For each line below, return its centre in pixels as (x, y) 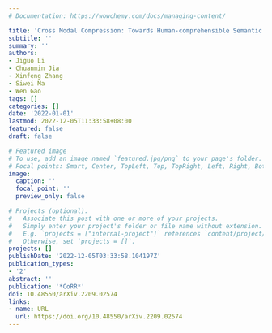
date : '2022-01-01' (41, 114)
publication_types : (41, 264)
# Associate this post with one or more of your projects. (114, 218)
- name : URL (28, 309)
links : (19, 301)
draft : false (30, 136)
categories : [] (34, 106)
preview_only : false (50, 197)
